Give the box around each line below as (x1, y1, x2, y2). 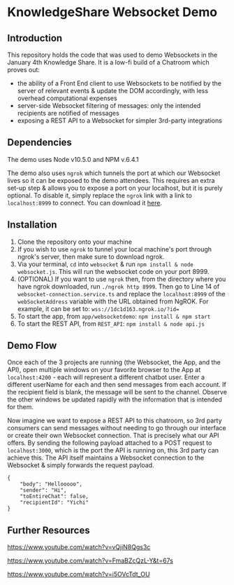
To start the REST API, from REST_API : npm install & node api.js (17, 319, 205, 328)
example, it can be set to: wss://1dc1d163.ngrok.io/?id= (17, 304, 180, 312)
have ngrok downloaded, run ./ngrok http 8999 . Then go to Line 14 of (17, 282, 220, 291)
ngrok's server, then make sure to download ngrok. (17, 252, 165, 261)
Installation (7, 219, 57, 231)
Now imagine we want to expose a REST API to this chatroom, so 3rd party (7, 416, 222, 425)
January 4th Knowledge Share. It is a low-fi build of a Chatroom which (7, 58, 210, 67)
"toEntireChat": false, (20, 493, 89, 500)
